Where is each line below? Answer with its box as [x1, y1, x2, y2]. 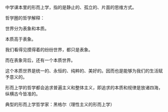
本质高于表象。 [5, 36, 36, 42]
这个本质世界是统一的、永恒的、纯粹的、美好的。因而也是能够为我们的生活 [5, 68, 158, 74]
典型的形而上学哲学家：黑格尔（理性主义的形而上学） [5, 102, 115, 107]
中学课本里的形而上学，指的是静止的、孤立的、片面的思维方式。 [5, 4, 136, 10]
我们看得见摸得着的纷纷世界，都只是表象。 [5, 47, 93, 52]
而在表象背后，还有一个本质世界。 [5, 57, 75, 63]
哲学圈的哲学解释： [5, 15, 45, 21]
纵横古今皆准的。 [5, 91, 40, 97]
